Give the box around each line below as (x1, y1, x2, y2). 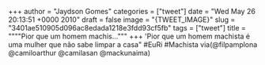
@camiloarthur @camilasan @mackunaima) (8, 49, 151, 57)
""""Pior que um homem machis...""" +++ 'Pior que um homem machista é (8, 31, 251, 41)
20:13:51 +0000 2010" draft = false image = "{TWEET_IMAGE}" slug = (8, 15, 236, 24)
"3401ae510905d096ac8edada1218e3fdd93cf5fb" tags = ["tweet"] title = (8, 23, 247, 32)
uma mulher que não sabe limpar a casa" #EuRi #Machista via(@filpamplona (8, 40, 258, 49)
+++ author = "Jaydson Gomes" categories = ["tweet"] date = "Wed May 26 (8, 7, 256, 16)
